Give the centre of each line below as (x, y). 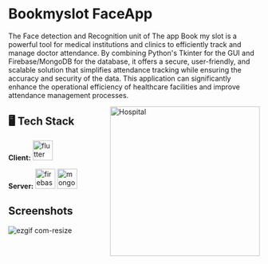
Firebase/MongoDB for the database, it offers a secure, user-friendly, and (129, 61)
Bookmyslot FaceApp (81, 14)
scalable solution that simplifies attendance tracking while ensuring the (125, 69)
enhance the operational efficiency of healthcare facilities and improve (124, 87)
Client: (20, 157)
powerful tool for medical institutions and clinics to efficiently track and (125, 44)
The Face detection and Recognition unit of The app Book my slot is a (123, 36)
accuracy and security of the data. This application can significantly (120, 78)
